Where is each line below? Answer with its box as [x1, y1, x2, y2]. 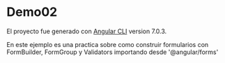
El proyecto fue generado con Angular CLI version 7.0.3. [6, 27, 167, 35]
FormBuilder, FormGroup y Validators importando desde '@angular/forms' [6, 48, 219, 56]
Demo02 [6, 4, 58, 20]
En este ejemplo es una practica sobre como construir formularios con [6, 40, 209, 48]
